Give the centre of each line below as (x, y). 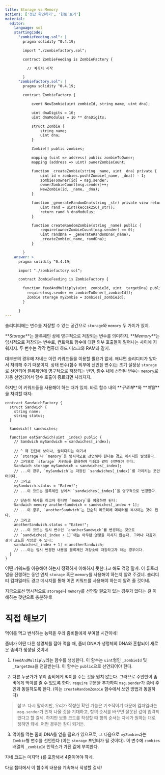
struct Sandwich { (28, 407)
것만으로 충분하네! (35, 597)
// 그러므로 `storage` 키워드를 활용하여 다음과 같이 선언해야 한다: (75, 461)
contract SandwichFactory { (34, 403)
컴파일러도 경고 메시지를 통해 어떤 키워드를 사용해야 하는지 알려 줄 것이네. (80, 581)
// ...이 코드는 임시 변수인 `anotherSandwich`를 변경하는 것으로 (74, 530)
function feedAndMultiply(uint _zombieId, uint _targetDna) (85, 288)
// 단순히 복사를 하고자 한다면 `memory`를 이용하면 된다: (66, 500)
